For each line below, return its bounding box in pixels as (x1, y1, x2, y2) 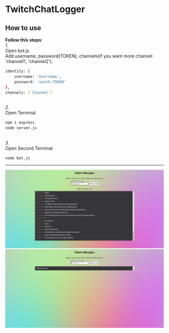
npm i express (5, 120, 35, 125)
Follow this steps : (5, 37, 43, 43)
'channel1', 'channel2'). (5, 58, 53, 64)
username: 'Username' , (14, 74, 62, 79)
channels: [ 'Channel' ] (5, 90, 53, 95)
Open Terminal (5, 110, 36, 116)
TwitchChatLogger (5, 4, 86, 15)
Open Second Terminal (5, 145, 53, 152)
